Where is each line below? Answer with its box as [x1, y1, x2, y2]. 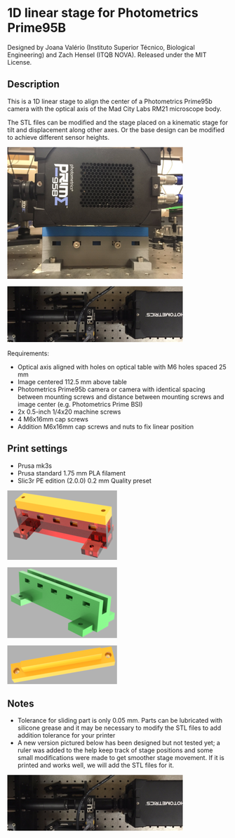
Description [7, 79, 60, 91]
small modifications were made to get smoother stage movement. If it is [17, 754, 224, 762]
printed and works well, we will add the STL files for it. [17, 761, 174, 770]
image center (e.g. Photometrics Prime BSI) [17, 400, 143, 408]
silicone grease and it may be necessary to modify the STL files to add [17, 724, 222, 732]
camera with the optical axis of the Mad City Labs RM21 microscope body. [7, 104, 222, 113]
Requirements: [7, 349, 49, 358]
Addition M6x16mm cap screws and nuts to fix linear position [17, 422, 194, 431]
